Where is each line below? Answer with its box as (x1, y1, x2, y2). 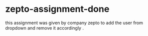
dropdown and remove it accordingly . (5, 25, 84, 31)
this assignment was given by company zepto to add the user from (5, 20, 143, 26)
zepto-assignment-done (5, 3, 109, 15)
